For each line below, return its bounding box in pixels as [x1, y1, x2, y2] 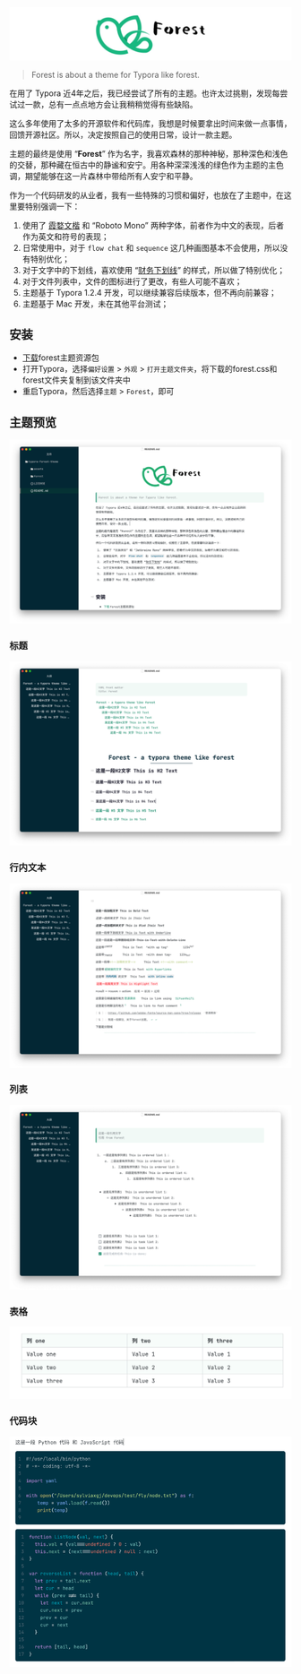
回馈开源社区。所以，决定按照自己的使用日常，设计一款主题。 [9, 129, 237, 140]
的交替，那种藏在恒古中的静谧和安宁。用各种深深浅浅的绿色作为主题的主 [9, 160, 276, 170]
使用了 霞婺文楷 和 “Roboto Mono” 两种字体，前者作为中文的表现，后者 [21, 220, 285, 230]
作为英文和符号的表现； [21, 231, 109, 242]
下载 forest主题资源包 [21, 352, 100, 363]
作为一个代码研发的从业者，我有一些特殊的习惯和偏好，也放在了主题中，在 [9, 189, 284, 200]
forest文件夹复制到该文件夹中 [21, 375, 132, 385]
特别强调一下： [24, 201, 81, 211]
